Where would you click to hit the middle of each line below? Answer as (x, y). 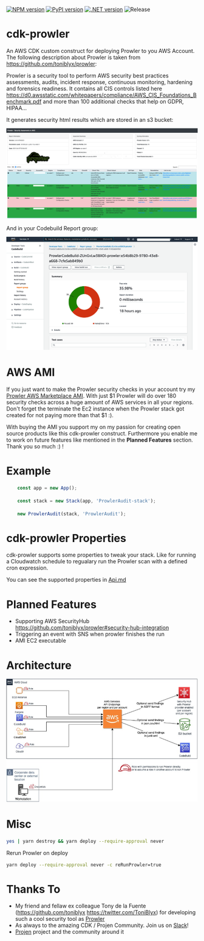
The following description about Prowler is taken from (73, 57)
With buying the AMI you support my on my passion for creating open (93, 427)
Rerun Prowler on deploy (37, 853)
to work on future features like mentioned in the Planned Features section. (100, 440)
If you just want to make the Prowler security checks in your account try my (101, 389)
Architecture (39, 665)
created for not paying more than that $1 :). (60, 415)
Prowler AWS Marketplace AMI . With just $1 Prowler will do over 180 (91, 396)
